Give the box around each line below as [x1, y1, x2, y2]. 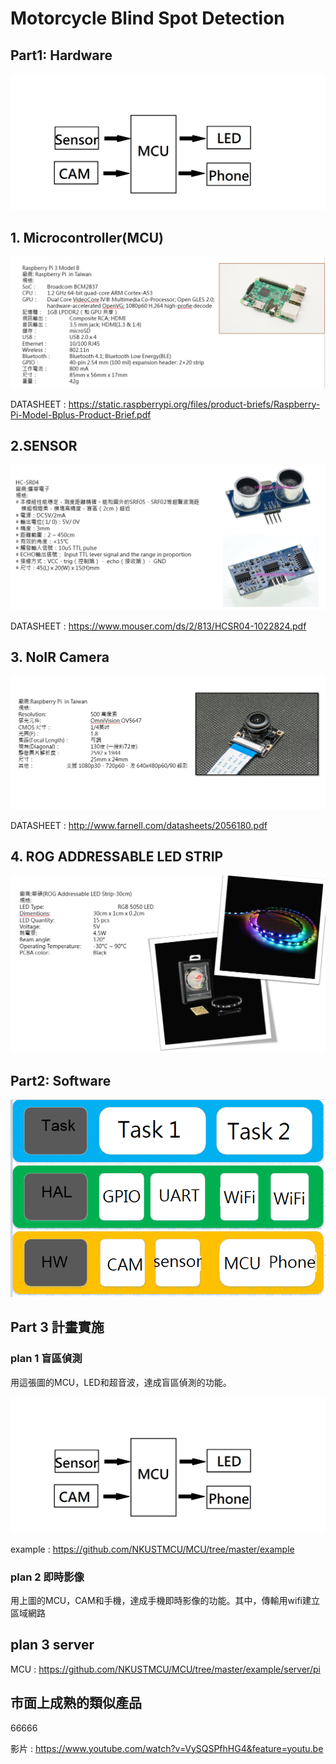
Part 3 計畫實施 [10, 1319, 105, 1336]
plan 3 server [10, 1637, 95, 1654]
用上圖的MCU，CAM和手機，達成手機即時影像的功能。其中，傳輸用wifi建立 [10, 1595, 320, 1607]
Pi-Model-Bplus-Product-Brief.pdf [10, 408, 152, 421]
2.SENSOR [10, 437, 78, 454]
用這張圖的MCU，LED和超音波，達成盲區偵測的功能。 [10, 1376, 232, 1388]
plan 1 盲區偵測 [10, 1352, 83, 1366]
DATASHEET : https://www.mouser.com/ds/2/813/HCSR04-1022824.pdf [10, 620, 307, 632]
